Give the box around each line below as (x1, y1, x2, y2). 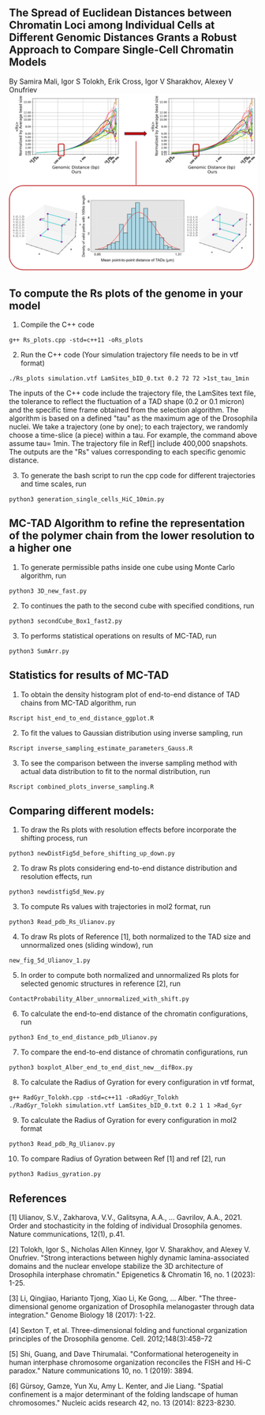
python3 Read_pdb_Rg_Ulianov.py (9, 1140, 115, 1148)
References (9, 1192, 67, 1205)
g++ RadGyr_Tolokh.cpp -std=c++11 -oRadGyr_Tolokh (9, 1094, 179, 1102)
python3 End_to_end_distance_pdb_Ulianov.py (9, 1034, 158, 1042)
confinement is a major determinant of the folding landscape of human (9, 1390, 239, 1399)
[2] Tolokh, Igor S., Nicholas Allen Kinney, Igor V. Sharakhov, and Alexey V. (9, 1245, 251, 1254)
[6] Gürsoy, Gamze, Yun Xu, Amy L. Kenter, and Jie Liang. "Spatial (9, 1381, 224, 1391)
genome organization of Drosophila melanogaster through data (50, 1302, 255, 1312)
